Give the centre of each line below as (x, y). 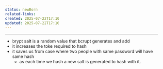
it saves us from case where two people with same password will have (82, 52)
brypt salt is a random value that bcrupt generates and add (71, 41)
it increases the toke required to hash (49, 46)
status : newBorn (21, 9)
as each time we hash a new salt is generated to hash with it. (80, 62)
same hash (23, 56)
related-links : (20, 14)
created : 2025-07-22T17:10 (32, 18)
